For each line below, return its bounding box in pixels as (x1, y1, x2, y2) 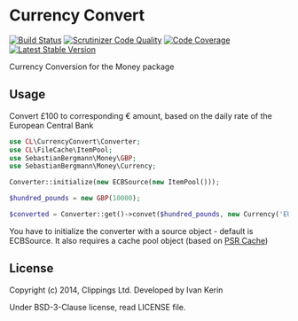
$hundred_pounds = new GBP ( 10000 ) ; (9, 194, 141, 203)
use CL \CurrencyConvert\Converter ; (9, 137, 141, 146)
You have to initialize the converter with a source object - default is (9, 225, 254, 236)
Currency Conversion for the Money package (9, 61, 175, 72)
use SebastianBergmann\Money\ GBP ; (9, 153, 137, 162)
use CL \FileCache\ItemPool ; (9, 145, 114, 154)
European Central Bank (9, 120, 94, 130)
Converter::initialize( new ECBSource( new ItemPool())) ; (9, 178, 220, 187)
